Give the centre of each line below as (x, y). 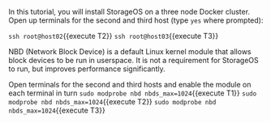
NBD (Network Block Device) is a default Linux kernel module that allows (130, 51)
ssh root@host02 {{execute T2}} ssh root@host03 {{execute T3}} (114, 36)
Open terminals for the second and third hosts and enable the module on (130, 85)
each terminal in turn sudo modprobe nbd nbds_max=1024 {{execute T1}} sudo (133, 93)
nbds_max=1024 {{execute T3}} (57, 110)
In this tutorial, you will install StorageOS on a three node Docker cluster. (129, 12)
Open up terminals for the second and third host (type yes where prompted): (136, 20)
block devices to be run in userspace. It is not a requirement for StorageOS (133, 60)
